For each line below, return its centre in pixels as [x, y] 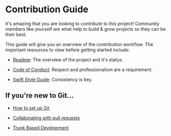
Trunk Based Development [41, 128]
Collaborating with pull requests [46, 118]
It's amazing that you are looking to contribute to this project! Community [82, 24]
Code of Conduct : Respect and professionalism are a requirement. [82, 70]
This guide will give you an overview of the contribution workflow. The [79, 44]
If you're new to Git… [40, 96]
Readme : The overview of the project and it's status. [68, 59]
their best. [16, 34]
